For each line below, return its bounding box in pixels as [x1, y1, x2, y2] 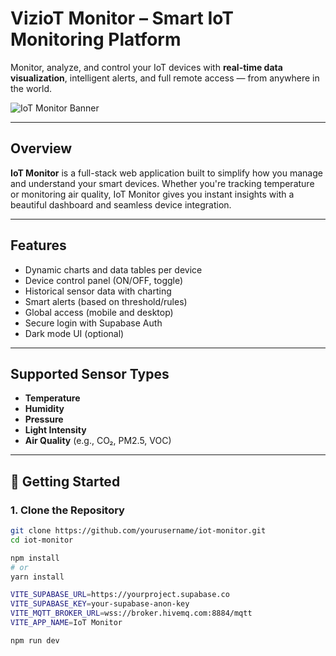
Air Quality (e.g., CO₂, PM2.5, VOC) [24, 435, 172, 447]
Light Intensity [24, 424, 87, 436]
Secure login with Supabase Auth [24, 317, 163, 329]
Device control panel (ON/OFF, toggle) [24, 274, 184, 286]
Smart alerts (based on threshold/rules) [24, 295, 188, 307]
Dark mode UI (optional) [24, 327, 125, 339]
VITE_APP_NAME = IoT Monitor [10, 618, 123, 628]
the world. [10, 82, 53, 94]
